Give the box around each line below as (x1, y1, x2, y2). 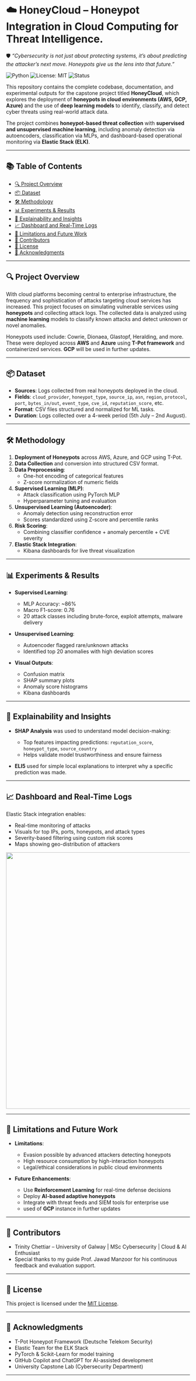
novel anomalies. (6, 322, 47, 329)
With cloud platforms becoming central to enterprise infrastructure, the (6, 290, 177, 298)
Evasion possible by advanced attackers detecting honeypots (23, 1151, 171, 1158)
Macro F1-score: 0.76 (23, 607, 75, 613)
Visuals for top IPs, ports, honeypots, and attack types (14, 828, 145, 835)
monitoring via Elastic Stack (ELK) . (6, 138, 90, 145)
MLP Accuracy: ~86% (23, 600, 77, 607)
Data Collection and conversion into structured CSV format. (14, 460, 159, 467)
